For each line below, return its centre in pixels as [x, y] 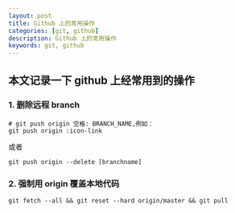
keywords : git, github [46, 46]
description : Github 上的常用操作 [62, 38]
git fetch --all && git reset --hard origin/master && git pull [118, 201]
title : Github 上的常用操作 [52, 23]
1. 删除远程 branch [44, 105]
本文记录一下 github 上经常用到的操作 [102, 80]
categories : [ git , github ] [54, 31]
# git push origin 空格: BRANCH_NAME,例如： [81, 124]
